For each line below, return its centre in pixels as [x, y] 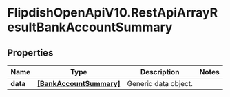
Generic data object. [160, 84]
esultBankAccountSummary [90, 27]
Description [160, 72]
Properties [30, 53]
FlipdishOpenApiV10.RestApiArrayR [113, 13]
